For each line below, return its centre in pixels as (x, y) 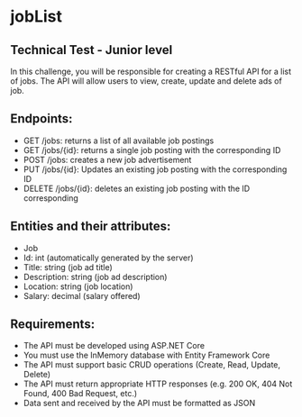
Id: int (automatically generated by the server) (108, 258)
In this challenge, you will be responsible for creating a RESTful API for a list (151, 71)
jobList (36, 17)
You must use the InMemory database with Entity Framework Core (146, 355)
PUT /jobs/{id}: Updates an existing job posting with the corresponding (155, 169)
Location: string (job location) (78, 286)
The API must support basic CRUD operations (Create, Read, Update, (152, 365)
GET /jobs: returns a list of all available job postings (119, 141)
